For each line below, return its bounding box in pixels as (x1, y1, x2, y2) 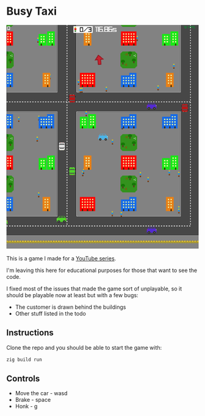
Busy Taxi (6, 4, 57, 18)
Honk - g (15, 403, 38, 410)
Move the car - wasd (15, 390, 68, 397)
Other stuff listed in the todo (15, 309, 87, 317)
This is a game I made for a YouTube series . (6, 254, 117, 262)
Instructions (6, 328, 54, 338)
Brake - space (15, 396, 51, 404)
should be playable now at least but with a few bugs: (6, 291, 138, 298)
